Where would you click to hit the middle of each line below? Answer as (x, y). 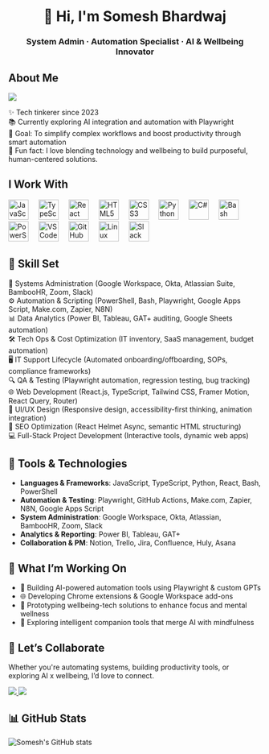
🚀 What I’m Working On (67, 568)
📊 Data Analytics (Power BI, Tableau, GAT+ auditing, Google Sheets (120, 318)
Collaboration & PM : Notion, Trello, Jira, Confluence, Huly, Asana (128, 543)
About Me (33, 78)
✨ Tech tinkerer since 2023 (53, 112)
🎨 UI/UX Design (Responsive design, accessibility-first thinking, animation (130, 409)
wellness (35, 614)
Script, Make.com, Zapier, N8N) (61, 309)
